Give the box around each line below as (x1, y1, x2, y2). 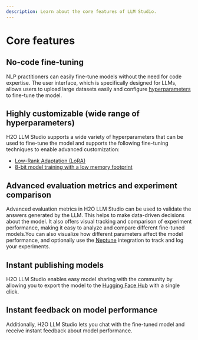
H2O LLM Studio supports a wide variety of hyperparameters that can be (6, 134, 184, 141)
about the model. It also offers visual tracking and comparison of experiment (6, 218, 192, 225)
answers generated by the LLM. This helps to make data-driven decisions (6, 212, 185, 219)
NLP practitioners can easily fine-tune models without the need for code (6, 73, 182, 80)
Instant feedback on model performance (6, 305, 158, 315)
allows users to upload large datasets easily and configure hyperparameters (6, 85, 191, 92)
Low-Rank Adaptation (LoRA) (14, 157, 86, 165)
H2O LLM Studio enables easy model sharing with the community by (6, 276, 173, 283)
